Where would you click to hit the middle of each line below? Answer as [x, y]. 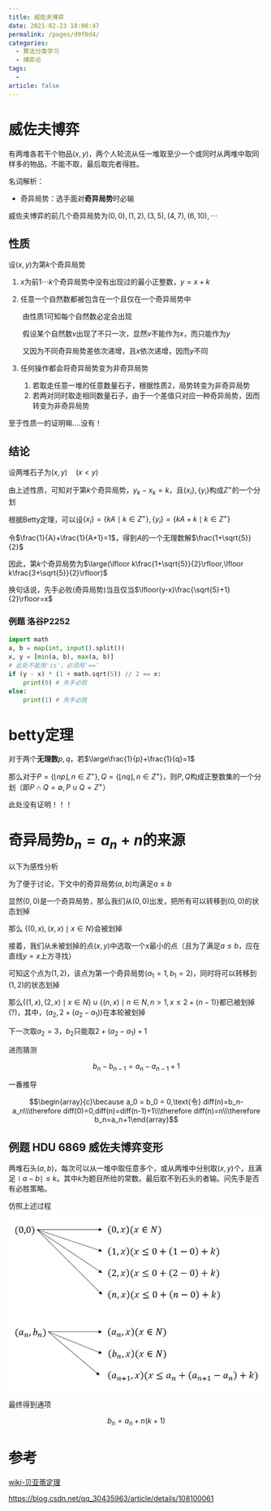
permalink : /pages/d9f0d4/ [54, 34]
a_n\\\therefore [37, 1111]
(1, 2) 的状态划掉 [34, 984]
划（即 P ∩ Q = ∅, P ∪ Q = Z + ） [59, 786]
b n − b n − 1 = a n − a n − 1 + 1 [136, 1067]
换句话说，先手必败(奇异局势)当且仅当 [72, 590]
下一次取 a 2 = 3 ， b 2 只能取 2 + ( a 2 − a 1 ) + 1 [78, 1032]
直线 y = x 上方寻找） [42, 956]
